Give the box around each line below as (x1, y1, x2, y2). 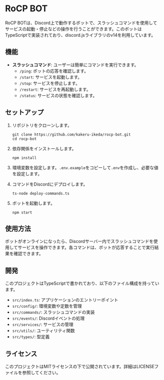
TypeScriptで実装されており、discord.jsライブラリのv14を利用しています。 (5, 32, 156, 38)
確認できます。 (13, 251, 44, 257)
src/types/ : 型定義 (12, 334, 50, 340)
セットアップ (5, 109, 44, 117)
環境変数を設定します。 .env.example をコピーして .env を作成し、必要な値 (12, 164, 159, 170)
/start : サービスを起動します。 (19, 74, 82, 80)
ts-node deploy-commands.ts (12, 191, 70, 196)
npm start (12, 210, 33, 215)
